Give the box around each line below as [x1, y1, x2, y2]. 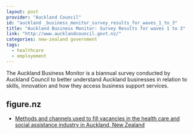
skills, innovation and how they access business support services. [6, 82, 169, 89]
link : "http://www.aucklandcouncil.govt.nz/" [6, 31, 121, 37]
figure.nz [6, 99, 42, 110]
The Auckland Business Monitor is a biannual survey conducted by [6, 69, 170, 76]
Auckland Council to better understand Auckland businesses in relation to [6, 76, 188, 83]
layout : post [6, 8, 39, 15]
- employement [11, 53, 47, 59]
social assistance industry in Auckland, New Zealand [14, 121, 145, 129]
